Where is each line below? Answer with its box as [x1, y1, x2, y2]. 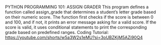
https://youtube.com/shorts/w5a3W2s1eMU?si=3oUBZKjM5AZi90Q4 [5, 34, 143, 40]
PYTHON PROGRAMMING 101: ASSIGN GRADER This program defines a [5, 4, 149, 10]
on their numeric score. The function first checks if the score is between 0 [5, 14, 154, 20]
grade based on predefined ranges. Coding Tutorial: [5, 30, 109, 35]
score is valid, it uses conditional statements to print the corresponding [5, 24, 147, 30]
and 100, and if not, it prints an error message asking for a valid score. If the [5, 19, 157, 25]
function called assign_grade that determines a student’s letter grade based [5, 9, 156, 15]
